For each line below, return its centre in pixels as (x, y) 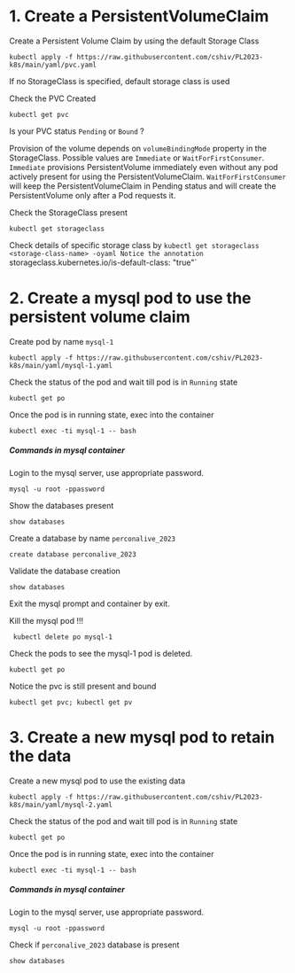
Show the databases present (62, 505)
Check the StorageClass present (69, 212)
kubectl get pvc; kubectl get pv (71, 702)
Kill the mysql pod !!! (47, 620)
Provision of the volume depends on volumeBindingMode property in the (138, 148)
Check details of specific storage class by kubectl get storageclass (134, 245)
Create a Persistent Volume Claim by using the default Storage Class (134, 41)
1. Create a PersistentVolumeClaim (139, 16)
